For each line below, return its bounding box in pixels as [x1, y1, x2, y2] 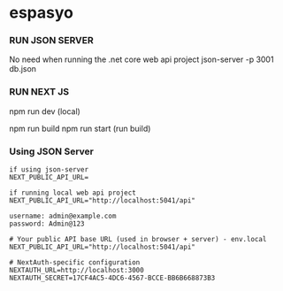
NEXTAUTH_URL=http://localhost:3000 [9, 266, 144, 275]
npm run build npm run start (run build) [9, 123, 151, 134]
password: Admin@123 [9, 219, 86, 228]
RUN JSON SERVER [9, 34, 95, 47]
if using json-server [9, 165, 89, 174]
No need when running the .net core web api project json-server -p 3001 [9, 54, 274, 65]
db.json [9, 64, 37, 74]
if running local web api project [9, 188, 137, 197]
